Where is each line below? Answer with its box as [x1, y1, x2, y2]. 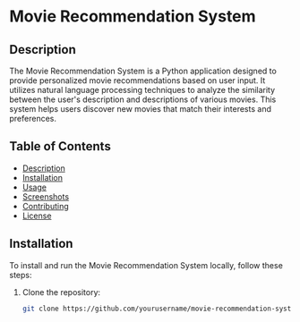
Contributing [21, 200, 69, 211]
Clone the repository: [21, 286, 101, 297]
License [21, 210, 52, 221]
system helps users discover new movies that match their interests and [9, 104, 271, 114]
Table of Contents [9, 139, 112, 154]
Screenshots [21, 191, 70, 202]
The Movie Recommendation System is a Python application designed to [9, 65, 278, 76]
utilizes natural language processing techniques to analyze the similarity [9, 85, 276, 95]
